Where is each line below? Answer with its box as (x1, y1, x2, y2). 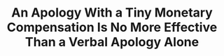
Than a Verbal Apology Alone (24, 35, 199, 50)
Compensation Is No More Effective (6, 19, 218, 35)
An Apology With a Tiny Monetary (11, 5, 213, 21)
